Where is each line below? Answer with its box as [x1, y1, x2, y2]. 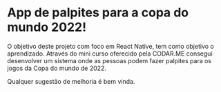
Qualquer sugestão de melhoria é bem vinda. [7, 77, 135, 85]
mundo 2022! [7, 19, 87, 35]
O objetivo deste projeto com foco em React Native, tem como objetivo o [7, 42, 214, 50]
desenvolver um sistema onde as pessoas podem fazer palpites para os [7, 56, 212, 65]
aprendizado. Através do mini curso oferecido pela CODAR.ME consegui [7, 49, 213, 58]
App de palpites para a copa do [7, 5, 189, 21]
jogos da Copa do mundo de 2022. [7, 64, 107, 72]
